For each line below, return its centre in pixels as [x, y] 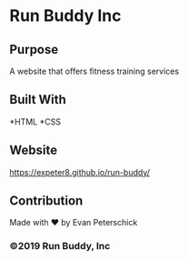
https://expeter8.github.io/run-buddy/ [79, 172]
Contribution [46, 201]
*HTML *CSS [35, 121]
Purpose [34, 50]
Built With [38, 100]
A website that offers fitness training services [94, 71]
